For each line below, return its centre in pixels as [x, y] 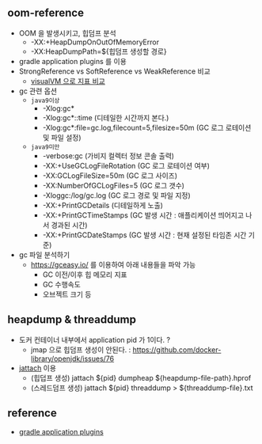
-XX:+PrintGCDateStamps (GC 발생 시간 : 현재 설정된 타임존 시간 [144, 235]
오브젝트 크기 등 [67, 294]
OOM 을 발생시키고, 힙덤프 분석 [67, 33]
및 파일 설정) [62, 137]
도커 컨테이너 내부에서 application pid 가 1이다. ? [95, 340]
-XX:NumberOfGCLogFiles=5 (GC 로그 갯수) [114, 185]
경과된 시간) [69, 225]
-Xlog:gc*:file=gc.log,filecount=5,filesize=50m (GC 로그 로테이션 [147, 127]
